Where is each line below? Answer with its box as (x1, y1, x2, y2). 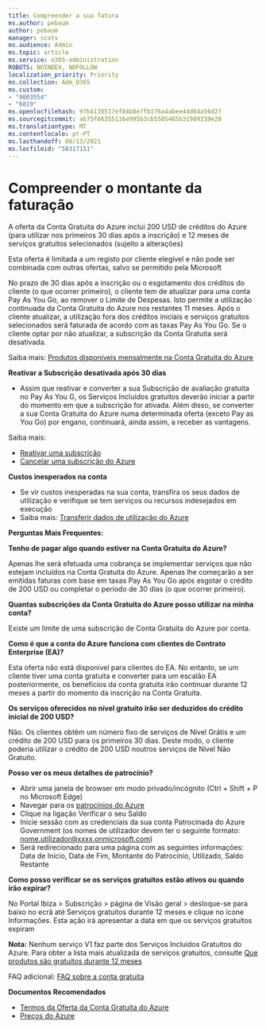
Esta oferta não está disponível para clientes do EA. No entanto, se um (8, 663, 239, 673)
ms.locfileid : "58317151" (8, 145, 94, 153)
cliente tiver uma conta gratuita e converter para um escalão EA (8, 671, 217, 681)
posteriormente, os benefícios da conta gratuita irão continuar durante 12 (8, 680, 248, 689)
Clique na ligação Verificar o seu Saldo (19, 809, 147, 819)
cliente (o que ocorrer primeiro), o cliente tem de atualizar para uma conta (8, 287, 251, 297)
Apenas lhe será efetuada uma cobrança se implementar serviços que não (8, 559, 253, 568)
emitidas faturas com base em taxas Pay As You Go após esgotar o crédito (8, 576, 253, 585)
